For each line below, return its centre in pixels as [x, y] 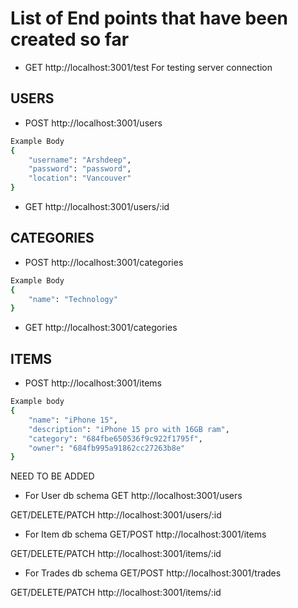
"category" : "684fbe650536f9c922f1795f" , [115, 438]
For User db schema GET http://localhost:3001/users [133, 496]
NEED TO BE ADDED [52, 476]
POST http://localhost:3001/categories [104, 262]
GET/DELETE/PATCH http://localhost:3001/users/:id [116, 515]
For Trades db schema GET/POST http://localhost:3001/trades [153, 573]
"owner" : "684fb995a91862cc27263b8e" [107, 448]
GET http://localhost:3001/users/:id [97, 206]
